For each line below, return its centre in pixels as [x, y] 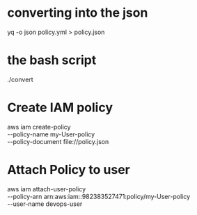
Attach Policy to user [69, 170]
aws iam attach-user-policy [47, 189]
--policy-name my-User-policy [51, 134]
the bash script [52, 60]
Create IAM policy [60, 107]
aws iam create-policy [39, 127]
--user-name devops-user [45, 204]
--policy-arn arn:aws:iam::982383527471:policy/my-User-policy [98, 196]
